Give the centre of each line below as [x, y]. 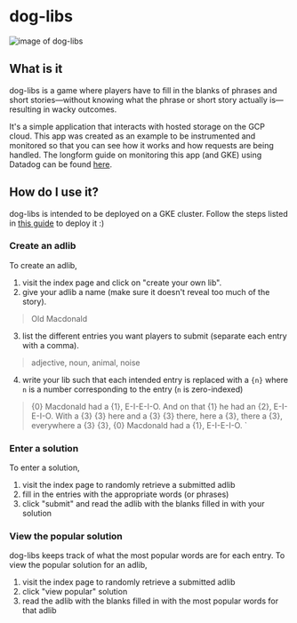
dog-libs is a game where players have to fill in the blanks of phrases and [143, 90]
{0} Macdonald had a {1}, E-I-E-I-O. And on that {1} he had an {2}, [151, 406]
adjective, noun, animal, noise [85, 363]
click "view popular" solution [75, 592]
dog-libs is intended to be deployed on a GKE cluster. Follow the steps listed [148, 213]
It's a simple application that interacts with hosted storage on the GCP [137, 126]
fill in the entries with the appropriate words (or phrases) [125, 494]
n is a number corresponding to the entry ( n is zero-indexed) [132, 389]
